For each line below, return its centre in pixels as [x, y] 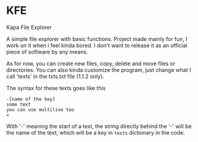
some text [19, 104]
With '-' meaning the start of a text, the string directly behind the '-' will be [99, 126]
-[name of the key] [31, 99]
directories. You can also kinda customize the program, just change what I [99, 69]
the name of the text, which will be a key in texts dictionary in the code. [96, 132]
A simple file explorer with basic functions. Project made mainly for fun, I [97, 39]
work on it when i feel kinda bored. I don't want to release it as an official [97, 45]
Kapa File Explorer [29, 27]
